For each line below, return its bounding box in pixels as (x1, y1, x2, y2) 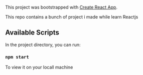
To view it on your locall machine (5, 64, 73, 70)
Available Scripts (5, 28, 59, 37)
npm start (5, 54, 29, 59)
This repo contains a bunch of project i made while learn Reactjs (5, 14, 138, 19)
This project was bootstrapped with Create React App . (5, 4, 118, 10)
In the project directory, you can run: (5, 41, 81, 47)
